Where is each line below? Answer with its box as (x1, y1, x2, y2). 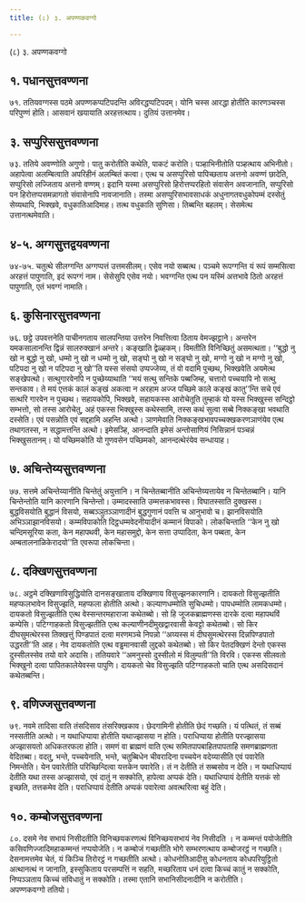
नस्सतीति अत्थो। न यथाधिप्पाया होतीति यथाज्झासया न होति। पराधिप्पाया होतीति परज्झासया (9, 731, 266, 742)
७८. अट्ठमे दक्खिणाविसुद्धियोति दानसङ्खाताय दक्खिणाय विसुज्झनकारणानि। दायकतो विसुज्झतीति (9, 587, 280, 598)
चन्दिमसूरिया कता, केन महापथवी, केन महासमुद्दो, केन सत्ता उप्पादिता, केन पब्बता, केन (9, 527, 246, 537)
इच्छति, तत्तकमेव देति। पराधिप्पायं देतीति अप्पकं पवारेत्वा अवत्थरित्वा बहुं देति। (9, 782, 227, 793)
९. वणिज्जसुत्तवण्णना (9, 697, 96, 712)
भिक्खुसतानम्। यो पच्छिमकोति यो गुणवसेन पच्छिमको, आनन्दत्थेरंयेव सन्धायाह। (9, 434, 230, 446)
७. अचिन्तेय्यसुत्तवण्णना (9, 461, 106, 477)
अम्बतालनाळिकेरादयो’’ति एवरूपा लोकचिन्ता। (9, 537, 136, 547)
